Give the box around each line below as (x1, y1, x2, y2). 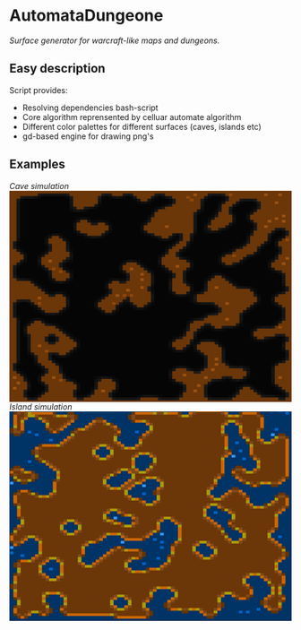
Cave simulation (9, 180, 70, 191)
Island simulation (9, 401, 73, 412)
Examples (9, 157, 65, 172)
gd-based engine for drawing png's (21, 131, 154, 142)
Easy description (9, 61, 106, 76)
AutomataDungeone (9, 5, 164, 26)
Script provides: (9, 84, 69, 95)
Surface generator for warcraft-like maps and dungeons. (9, 35, 220, 46)
